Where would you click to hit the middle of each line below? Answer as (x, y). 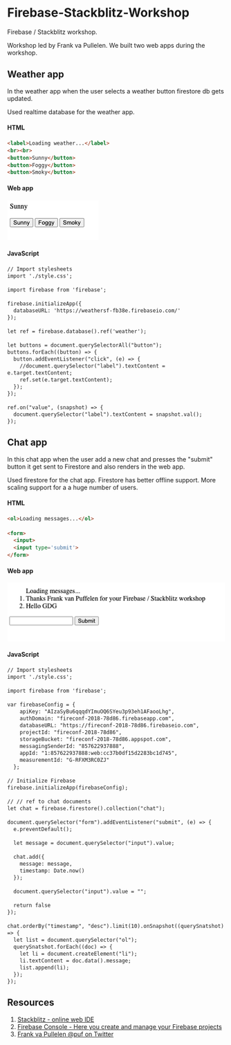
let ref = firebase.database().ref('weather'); (77, 331)
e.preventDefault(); (43, 829)
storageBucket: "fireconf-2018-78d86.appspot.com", (95, 739)
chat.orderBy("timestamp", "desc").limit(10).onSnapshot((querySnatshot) (116, 926)
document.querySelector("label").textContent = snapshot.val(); (108, 414)
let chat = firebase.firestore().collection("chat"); (86, 809)
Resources (31, 1002)
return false (32, 906)
